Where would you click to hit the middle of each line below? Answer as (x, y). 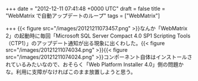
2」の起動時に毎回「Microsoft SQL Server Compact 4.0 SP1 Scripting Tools (98, 36)
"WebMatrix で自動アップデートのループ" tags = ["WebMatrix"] (83, 15)
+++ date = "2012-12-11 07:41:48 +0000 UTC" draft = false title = (86, 9)
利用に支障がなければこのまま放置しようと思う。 (76, 72)
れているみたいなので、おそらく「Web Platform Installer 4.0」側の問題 (92, 64)
